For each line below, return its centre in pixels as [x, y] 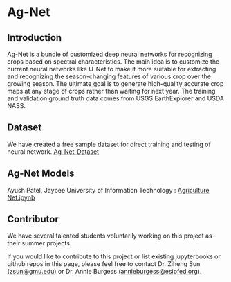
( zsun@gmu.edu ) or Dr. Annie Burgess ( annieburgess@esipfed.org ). [104, 272]
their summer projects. [39, 243]
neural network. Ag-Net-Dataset [53, 151]
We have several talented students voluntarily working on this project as [110, 236]
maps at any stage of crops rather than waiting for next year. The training [111, 91]
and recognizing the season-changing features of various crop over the [109, 76]
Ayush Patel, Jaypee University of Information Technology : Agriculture [108, 190]
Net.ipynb [21, 197]
